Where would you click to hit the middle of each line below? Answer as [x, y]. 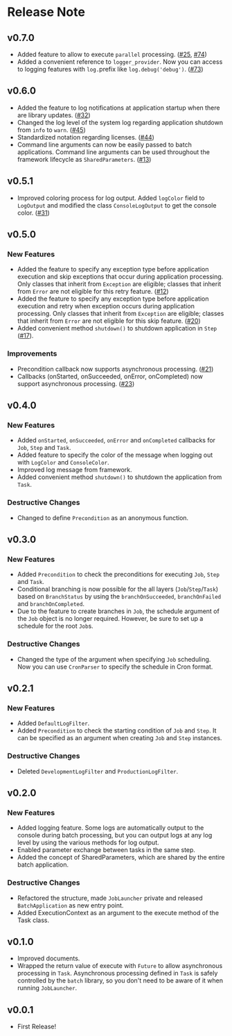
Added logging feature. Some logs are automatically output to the [110, 828]
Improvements [32, 353]
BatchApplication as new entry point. [70, 905]
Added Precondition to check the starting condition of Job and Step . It [117, 730]
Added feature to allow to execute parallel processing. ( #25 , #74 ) [112, 54]
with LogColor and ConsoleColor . [63, 462]
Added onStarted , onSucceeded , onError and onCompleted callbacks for [116, 440]
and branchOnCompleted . [51, 604]
